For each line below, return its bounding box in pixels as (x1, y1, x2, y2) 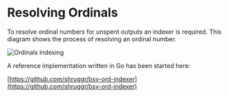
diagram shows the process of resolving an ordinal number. (7, 34, 177, 43)
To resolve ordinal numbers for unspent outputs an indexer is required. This (7, 28, 222, 36)
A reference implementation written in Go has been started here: (7, 61, 191, 69)
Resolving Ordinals (7, 5, 119, 21)
